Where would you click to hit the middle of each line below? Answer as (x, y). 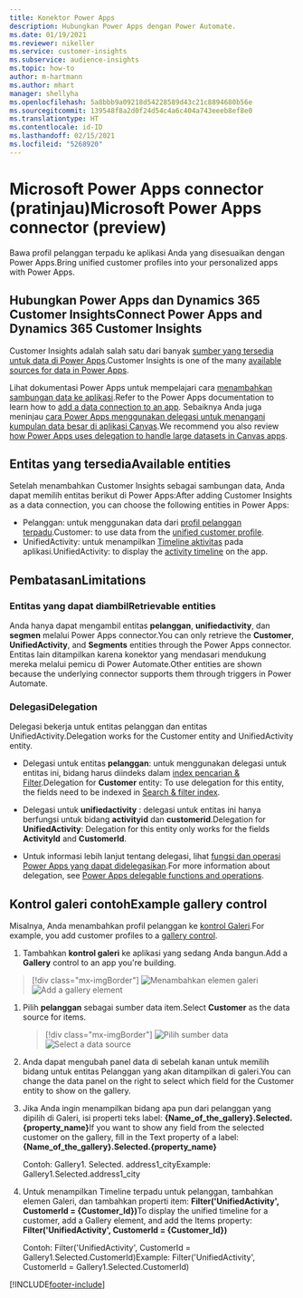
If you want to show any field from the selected (177, 1128)
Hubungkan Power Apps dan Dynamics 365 (135, 300)
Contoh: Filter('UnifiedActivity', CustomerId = (107, 1248)
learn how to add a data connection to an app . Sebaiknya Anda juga (136, 407)
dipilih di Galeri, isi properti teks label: (92, 1118)
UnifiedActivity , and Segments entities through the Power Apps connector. (151, 645)
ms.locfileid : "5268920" (56, 144)
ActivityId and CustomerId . (74, 838)
